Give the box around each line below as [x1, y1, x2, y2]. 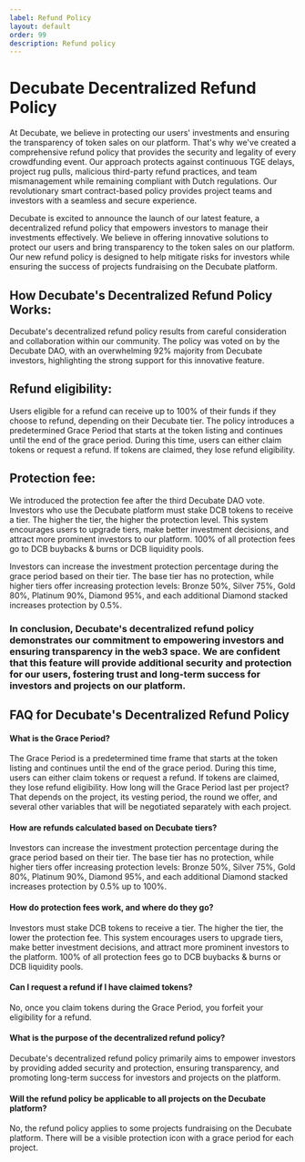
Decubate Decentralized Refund [9, 78, 257, 98]
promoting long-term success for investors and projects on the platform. [9, 1072, 281, 1083]
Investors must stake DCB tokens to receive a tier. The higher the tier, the [9, 922, 284, 933]
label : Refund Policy [9, 13, 92, 23]
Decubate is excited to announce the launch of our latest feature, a [9, 213, 260, 224]
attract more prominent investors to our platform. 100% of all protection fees [9, 534, 296, 545]
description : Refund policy [9, 38, 117, 48]
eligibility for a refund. [9, 1012, 93, 1023]
